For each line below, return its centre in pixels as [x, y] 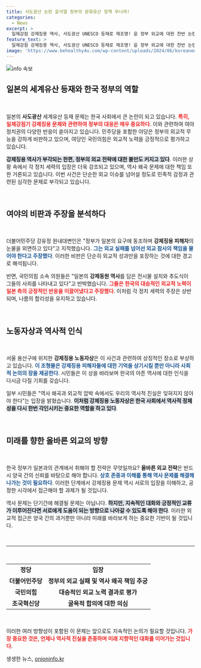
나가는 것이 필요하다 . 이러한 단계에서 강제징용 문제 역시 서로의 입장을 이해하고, [97, 483]
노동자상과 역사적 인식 [44, 331]
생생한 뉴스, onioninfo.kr [35, 659]
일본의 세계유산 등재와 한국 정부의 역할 [72, 90]
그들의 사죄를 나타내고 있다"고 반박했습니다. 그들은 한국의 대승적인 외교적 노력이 [99, 284]
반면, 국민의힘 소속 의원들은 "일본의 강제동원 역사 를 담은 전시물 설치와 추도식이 [98, 276]
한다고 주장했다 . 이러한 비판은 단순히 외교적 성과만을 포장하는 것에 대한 [99, 256]
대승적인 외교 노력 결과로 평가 [98, 592]
